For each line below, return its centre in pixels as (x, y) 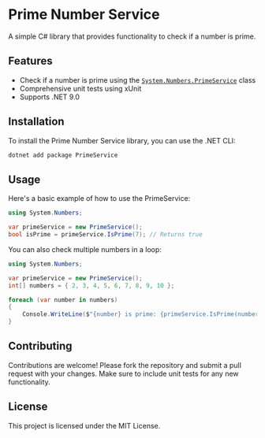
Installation (36, 122)
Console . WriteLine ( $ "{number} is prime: (90, 314)
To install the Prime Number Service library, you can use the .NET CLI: (122, 140)
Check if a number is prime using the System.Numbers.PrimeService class (138, 80)
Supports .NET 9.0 (50, 97)
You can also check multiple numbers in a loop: (85, 249)
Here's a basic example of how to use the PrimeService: (99, 199)
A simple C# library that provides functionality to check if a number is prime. (132, 36)
